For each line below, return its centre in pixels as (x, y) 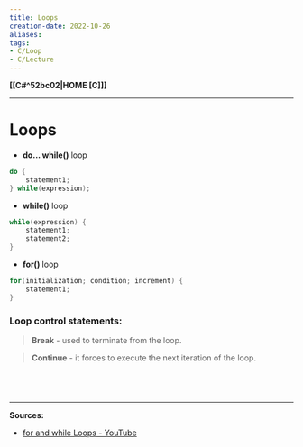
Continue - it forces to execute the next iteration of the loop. (144, 358)
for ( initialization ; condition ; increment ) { (96, 281)
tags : (19, 43)
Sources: (27, 415)
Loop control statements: (66, 321)
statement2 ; (48, 239)
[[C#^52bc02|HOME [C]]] (58, 85)
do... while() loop (55, 155)
